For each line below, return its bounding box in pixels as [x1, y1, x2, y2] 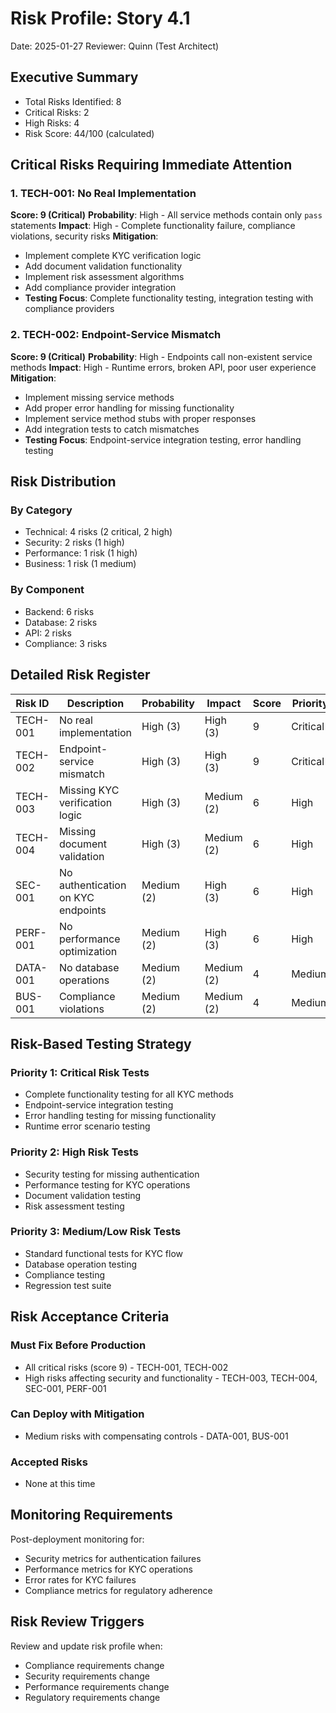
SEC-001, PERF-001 [24, 1382, 107, 1394]
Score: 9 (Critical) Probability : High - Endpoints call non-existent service [10, 350, 313, 362]
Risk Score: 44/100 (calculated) [24, 127, 155, 139]
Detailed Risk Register [10, 667, 151, 684]
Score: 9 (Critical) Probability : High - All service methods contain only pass [10, 209, 323, 221]
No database [58, 960, 120, 974]
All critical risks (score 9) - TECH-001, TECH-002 [24, 1361, 229, 1373]
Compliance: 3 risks [24, 637, 108, 649]
